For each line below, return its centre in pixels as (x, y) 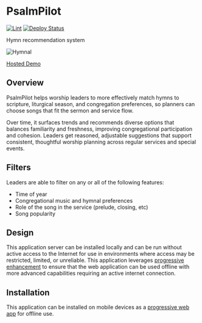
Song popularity (35, 213)
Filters (19, 168)
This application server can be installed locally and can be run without (94, 247)
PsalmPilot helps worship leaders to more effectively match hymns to (93, 97)
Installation (28, 292)
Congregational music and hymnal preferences (74, 200)
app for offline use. (30, 314)
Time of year (31, 194)
